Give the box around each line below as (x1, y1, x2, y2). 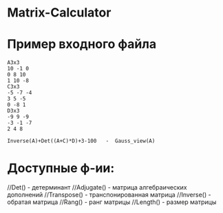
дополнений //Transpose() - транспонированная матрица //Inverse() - (7, 191, 211, 199)
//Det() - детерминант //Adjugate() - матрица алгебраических (7, 183, 187, 192)
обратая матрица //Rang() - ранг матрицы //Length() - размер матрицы (7, 198, 217, 206)
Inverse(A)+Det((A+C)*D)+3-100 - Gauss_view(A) (7, 138, 156, 145)
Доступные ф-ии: (7, 161, 115, 176)
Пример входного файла (7, 37, 157, 52)
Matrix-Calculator (7, 5, 111, 21)
